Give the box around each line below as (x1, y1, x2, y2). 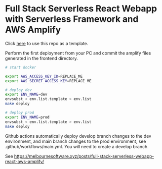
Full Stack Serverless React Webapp (5, 3, 157, 14)
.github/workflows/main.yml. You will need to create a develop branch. (5, 143, 149, 149)
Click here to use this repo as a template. (5, 40, 88, 46)
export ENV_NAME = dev (5, 92, 48, 97)
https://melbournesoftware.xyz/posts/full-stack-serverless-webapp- (14, 153, 154, 159)
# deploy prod (5, 110, 35, 115)
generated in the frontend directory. (5, 55, 78, 61)
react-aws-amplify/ (5, 158, 44, 164)
